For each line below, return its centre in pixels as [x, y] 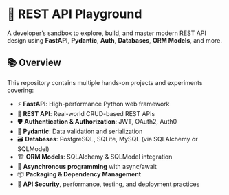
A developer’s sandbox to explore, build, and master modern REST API [107, 33]
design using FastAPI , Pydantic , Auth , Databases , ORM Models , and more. [115, 40]
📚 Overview [34, 63]
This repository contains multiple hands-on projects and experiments [105, 82]
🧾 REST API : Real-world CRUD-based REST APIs [86, 113]
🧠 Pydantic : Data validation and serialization [80, 131]
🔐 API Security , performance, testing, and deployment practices [108, 184]
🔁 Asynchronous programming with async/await [87, 166]
